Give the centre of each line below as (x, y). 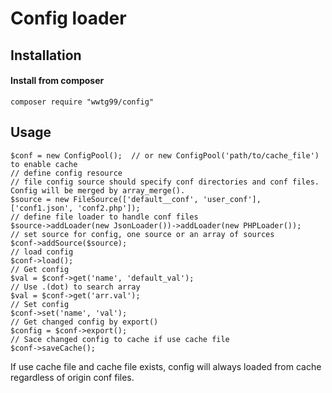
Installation (46, 55)
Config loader (68, 18)
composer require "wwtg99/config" (82, 102)
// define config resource (66, 173)
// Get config (40, 269)
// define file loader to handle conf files (104, 217)
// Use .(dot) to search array (75, 287)
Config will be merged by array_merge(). (98, 190)
